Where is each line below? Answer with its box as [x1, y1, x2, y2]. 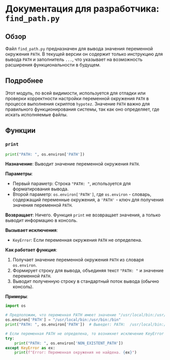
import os [5, 303, 26, 309]
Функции [5, 126, 36, 135]
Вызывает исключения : [5, 227, 58, 234]
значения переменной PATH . [12, 202, 73, 208]
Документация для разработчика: [5, 3, 159, 15]
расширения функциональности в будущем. [5, 62, 101, 68]
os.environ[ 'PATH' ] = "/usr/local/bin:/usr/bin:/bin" [5, 317, 121, 322]
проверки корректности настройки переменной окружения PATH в [5, 95, 149, 102]
